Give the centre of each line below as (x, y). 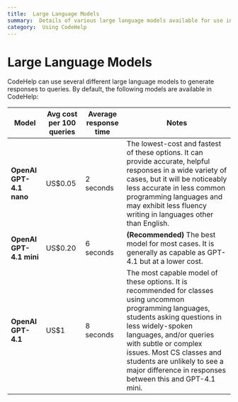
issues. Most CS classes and (174, 352)
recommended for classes (170, 291)
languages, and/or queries (170, 335)
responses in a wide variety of (177, 171)
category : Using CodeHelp (47, 27)
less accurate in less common (176, 188)
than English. (148, 224)
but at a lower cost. (171, 261)
